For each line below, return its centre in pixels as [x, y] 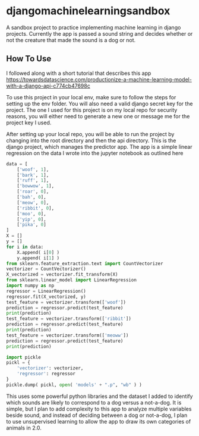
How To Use [29, 59]
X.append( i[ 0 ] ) [38, 252]
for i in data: [25, 247]
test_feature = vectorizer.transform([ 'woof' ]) [66, 302]
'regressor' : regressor [46, 374]
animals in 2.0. [24, 428]
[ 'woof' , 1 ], [33, 170]
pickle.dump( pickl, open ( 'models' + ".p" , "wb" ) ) [74, 385]
